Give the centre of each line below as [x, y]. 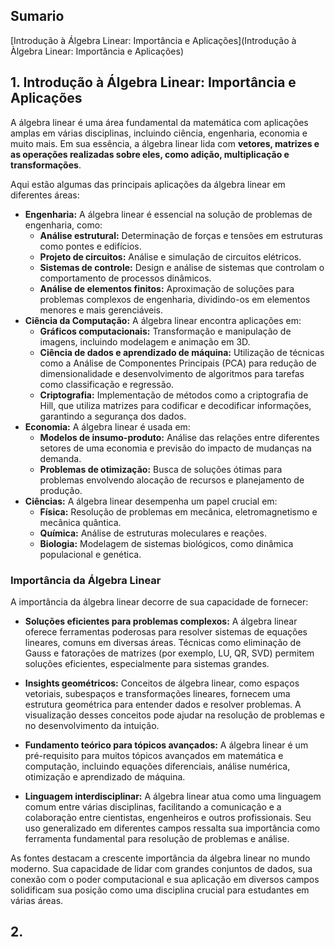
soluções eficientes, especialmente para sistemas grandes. [147, 663]
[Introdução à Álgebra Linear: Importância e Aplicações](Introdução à [153, 40]
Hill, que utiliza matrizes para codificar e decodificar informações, [175, 405]
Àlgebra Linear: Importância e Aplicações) [97, 51]
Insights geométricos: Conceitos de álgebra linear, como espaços [162, 683]
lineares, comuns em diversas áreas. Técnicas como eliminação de [163, 642]
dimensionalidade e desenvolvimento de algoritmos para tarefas [172, 373]
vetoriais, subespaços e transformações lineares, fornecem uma [157, 693]
